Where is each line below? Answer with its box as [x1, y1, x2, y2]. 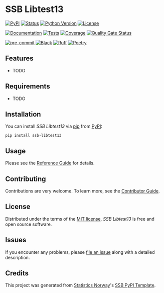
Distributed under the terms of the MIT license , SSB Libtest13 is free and [5, 216, 154, 222]
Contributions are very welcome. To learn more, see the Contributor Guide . [5, 188, 160, 194]
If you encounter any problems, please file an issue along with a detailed [5, 249, 155, 255]
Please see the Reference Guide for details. [5, 160, 95, 166]
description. [5, 254, 30, 260]
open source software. [5, 221, 52, 227]
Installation [5, 110, 41, 119]
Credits [5, 269, 29, 277]
